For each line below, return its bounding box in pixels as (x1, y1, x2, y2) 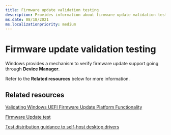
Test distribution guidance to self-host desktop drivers (5, 124, 120, 130)
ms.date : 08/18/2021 (5, 17, 49, 22)
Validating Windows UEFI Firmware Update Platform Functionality (5, 104, 142, 110)
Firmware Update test (5, 114, 51, 120)
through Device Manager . (5, 66, 60, 72)
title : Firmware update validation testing (5, 7, 99, 13)
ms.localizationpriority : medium (5, 21, 76, 27)
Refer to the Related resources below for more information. (5, 76, 130, 82)
